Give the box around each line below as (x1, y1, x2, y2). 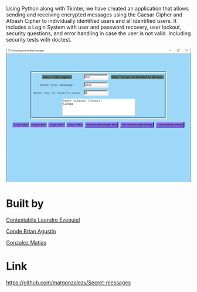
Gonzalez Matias (6, 239, 47, 246)
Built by (6, 196, 44, 210)
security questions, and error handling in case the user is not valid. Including (6, 30, 191, 37)
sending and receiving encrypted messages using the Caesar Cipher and (6, 11, 183, 18)
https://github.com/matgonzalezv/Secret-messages (6, 279, 131, 286)
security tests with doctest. (6, 36, 72, 43)
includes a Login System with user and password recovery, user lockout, (6, 23, 182, 30)
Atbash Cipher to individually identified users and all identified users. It (6, 18, 177, 24)
